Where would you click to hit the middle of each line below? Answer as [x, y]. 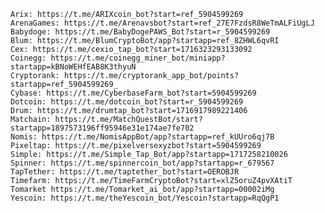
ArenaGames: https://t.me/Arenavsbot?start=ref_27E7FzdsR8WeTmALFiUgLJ [162, 23]
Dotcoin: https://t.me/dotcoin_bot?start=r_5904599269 [127, 102]
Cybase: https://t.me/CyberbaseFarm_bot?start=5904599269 [133, 93]
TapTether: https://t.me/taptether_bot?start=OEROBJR [125, 172]
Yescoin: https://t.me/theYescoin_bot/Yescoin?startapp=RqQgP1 [145, 198]
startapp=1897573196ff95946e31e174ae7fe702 [102, 128]
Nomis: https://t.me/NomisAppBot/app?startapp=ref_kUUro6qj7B [142, 137]
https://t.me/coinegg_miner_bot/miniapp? [138, 58]
